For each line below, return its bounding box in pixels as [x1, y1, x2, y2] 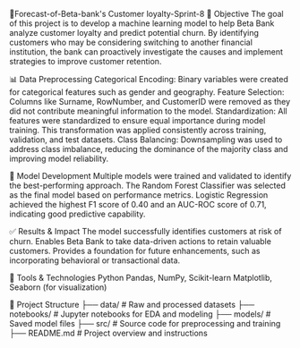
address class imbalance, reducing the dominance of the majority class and [9, 144, 288, 154]
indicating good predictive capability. [9, 208, 146, 219]
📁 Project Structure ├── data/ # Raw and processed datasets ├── [9, 300, 255, 310]
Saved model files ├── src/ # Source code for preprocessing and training [9, 318, 281, 328]
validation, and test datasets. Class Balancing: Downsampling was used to [9, 134, 283, 145]
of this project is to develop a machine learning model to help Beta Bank [9, 18, 275, 29]
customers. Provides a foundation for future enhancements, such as [9, 246, 261, 256]
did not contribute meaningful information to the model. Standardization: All [9, 106, 288, 116]
